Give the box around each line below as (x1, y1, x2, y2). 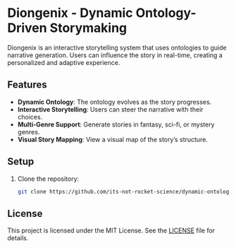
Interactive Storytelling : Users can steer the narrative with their (17, 105, 204, 114)
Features (7, 79, 47, 91)
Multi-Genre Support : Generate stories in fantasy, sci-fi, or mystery (17, 120, 215, 129)
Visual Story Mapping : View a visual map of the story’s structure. (17, 135, 208, 143)
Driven (7, 20, 47, 36)
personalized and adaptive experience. (7, 58, 120, 66)
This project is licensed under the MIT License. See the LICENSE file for (7, 226, 216, 235)
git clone (17, 188, 47, 195)
